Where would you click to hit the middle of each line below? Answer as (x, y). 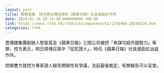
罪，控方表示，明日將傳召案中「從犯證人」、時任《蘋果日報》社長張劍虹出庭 (82, 49)
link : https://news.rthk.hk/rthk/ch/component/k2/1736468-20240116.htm (80, 23)
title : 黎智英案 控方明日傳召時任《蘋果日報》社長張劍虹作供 (61, 14)
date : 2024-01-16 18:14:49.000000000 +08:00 (52, 19)
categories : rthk (23, 28)
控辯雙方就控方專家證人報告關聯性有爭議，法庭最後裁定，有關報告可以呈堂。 (83, 66)
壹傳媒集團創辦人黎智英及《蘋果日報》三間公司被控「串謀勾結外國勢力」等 (81, 43)
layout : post (19, 10)
